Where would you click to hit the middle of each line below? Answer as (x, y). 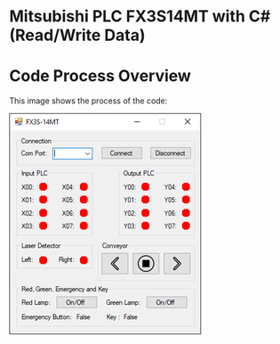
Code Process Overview (100, 76)
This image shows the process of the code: (88, 101)
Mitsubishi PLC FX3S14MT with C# (140, 16)
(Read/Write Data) (77, 35)
